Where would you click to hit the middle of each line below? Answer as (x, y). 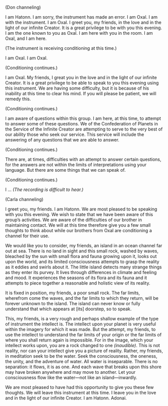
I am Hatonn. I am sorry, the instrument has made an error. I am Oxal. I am (81, 17)
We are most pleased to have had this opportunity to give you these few (79, 387)
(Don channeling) (23, 7)
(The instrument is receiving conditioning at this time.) (61, 48)
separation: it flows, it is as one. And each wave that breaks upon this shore (83, 367)
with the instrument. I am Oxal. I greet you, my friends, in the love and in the (83, 22)
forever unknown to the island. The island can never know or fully (73, 303)
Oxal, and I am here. (26, 38)
